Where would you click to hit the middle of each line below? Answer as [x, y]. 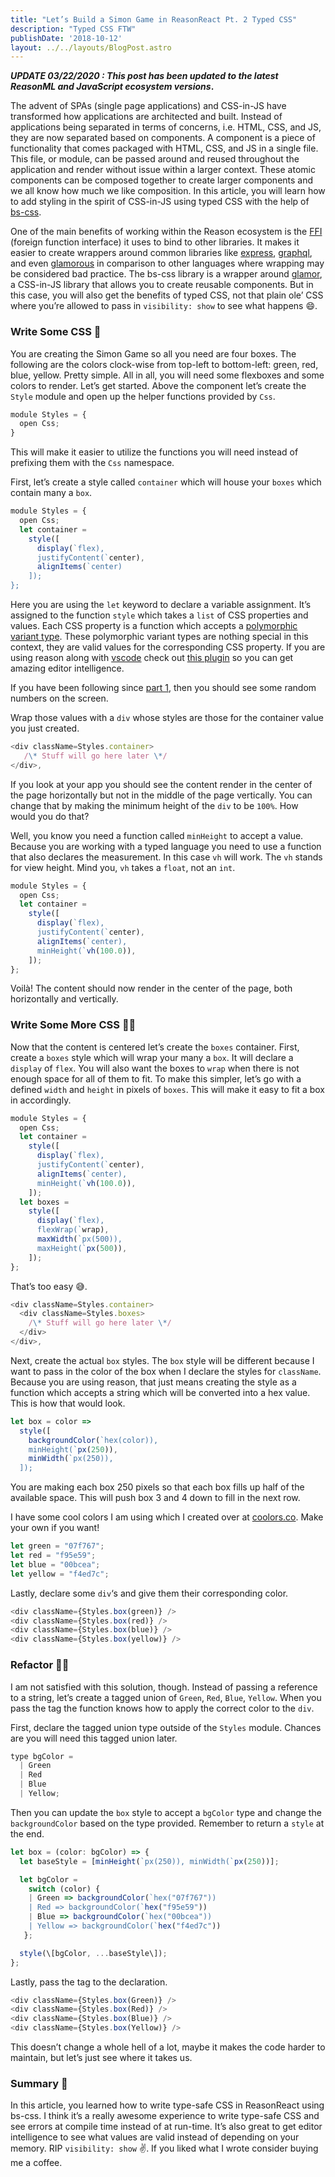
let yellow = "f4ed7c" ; [60, 1574]
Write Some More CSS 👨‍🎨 [73, 1025]
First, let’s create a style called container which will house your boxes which [166, 482]
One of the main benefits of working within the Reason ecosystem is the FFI [166, 232]
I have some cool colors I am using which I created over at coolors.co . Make [167, 1517]
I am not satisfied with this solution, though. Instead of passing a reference [164, 1687]
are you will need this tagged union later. [94, 1738]
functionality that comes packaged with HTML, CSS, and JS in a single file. [164, 148]
